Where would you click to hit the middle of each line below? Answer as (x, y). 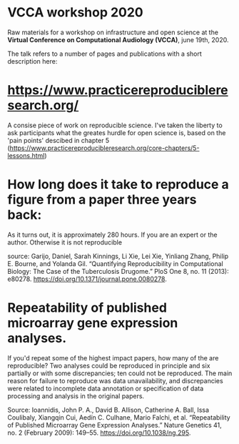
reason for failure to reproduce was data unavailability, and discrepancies (115, 380)
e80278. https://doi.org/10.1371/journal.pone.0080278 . (87, 279)
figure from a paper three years (102, 200)
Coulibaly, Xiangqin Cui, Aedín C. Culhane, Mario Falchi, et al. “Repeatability (119, 417)
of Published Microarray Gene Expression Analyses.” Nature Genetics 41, (115, 425)
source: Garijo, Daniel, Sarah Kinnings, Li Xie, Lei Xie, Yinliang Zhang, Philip (118, 256)
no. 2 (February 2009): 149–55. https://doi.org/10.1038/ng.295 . (99, 433)
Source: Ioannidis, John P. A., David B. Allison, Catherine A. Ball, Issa (108, 410)
